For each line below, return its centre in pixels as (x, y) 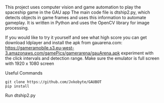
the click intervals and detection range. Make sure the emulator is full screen (82, 58)
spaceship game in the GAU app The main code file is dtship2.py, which (78, 12)
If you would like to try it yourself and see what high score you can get (76, 37)
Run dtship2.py (20, 95)
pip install (17, 86)
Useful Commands (24, 73)
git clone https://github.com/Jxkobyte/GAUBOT (53, 82)
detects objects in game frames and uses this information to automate (76, 17)
